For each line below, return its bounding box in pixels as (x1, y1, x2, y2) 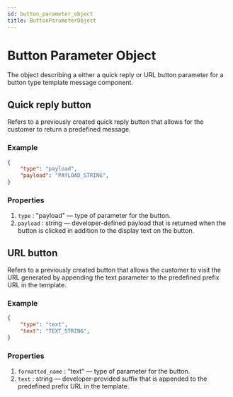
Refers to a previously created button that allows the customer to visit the (7, 266, 222, 275)
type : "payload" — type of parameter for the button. (17, 212, 171, 220)
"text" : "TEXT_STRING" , (20, 328, 91, 335)
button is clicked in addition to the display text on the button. (17, 226, 195, 235)
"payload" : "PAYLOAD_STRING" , (20, 172, 110, 179)
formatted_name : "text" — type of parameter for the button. (17, 367, 191, 376)
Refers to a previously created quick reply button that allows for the (7, 117, 204, 126)
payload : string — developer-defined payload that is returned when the (17, 219, 227, 227)
